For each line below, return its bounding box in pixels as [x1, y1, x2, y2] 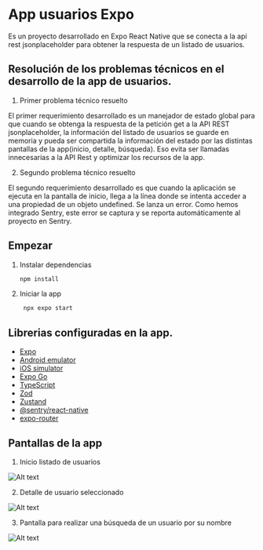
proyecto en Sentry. [8, 216, 72, 225]
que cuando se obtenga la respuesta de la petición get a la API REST [8, 119, 230, 129]
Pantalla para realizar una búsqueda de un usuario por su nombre [19, 518, 232, 527]
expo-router [19, 413, 59, 423]
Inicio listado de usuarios [19, 457, 100, 466]
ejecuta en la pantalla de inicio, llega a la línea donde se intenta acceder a [8, 191, 247, 201]
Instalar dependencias [19, 260, 92, 269]
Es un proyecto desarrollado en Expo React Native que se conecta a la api [8, 31, 247, 41]
